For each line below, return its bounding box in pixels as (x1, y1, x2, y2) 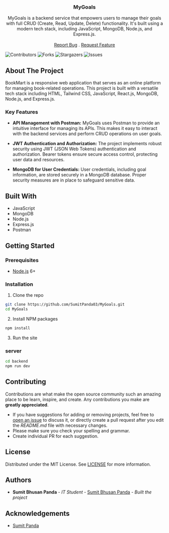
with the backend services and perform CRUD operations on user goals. (12, 130, 162, 137)
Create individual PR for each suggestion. (12, 433, 99, 439)
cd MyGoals (5, 307, 28, 312)
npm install (5, 325, 30, 331)
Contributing (5, 378, 46, 386)
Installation (5, 281, 34, 288)
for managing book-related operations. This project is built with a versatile (5, 85, 158, 92)
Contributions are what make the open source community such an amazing (5, 391, 161, 397)
